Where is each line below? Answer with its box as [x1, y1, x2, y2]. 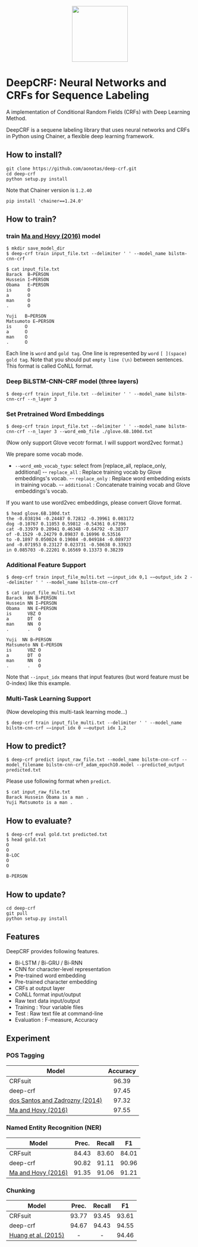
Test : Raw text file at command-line [14, 1010, 103, 1017]
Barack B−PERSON [6, 272, 49, 278]
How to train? [6, 214, 57, 225]
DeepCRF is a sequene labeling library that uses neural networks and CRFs [6, 126, 190, 133]
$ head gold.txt [6, 837, 46, 843]
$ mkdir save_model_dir [6, 245, 65, 251]
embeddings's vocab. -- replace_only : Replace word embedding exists [14, 475, 191, 482]
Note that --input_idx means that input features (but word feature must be [6, 673, 189, 680]
